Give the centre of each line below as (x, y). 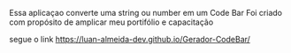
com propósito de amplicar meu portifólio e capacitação (111, 22)
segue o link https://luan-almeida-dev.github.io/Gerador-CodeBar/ (130, 39)
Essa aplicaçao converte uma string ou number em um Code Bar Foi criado (146, 13)
